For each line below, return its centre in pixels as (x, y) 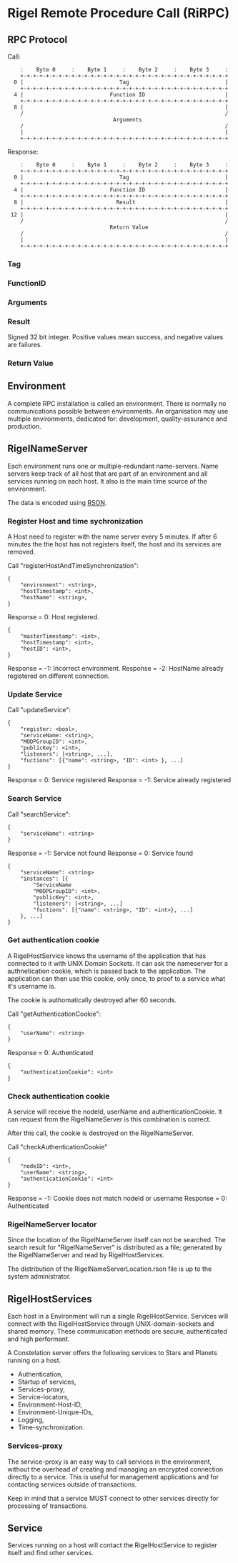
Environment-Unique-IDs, (55, 1412)
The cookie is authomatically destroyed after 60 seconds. (92, 1000)
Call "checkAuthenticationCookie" (58, 1147)
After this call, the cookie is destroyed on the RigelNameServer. (101, 1133)
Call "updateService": (39, 710)
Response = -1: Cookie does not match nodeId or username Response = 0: (117, 1199)
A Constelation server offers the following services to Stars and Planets (113, 1353)
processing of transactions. (48, 1506)
